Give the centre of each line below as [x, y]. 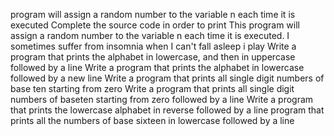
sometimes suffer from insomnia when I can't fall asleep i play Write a [153, 46]
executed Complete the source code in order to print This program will [155, 25]
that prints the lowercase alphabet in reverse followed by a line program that [167, 110]
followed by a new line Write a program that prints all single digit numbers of [167, 78]
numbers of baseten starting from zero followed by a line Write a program [162, 99]
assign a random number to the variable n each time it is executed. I [150, 35]
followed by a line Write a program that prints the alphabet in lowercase [157, 67]
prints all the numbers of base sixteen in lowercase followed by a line [152, 120]
